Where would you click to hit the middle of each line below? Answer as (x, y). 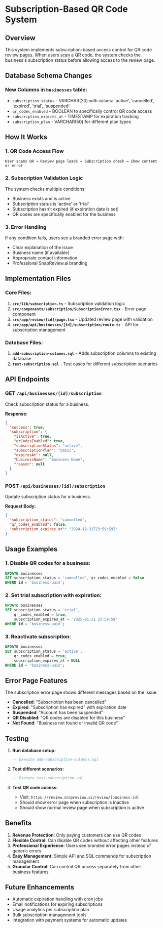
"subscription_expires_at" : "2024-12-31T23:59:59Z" (64, 529)
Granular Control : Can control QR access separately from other (77, 866)
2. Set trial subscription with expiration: (53, 595)
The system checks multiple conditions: (46, 189)
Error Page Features (36, 680)
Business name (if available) (41, 253)
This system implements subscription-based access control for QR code (79, 50)
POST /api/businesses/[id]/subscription (55, 486)
